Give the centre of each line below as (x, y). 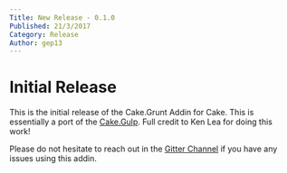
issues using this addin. (53, 159)
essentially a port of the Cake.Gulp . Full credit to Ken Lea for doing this (141, 122)
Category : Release (44, 34)
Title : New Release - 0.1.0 (62, 18)
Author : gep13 (36, 43)
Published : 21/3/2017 (50, 26)
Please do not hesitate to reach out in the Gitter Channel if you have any (143, 149)
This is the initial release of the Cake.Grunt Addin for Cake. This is (132, 113)
